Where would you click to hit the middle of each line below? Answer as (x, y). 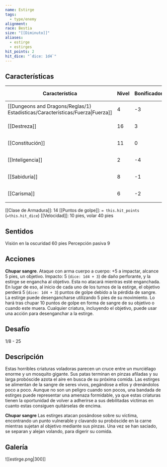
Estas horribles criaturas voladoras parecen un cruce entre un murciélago (81, 369)
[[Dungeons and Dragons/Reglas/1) (49, 106)
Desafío (17, 329)
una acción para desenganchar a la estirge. (49, 313)
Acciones (20, 259)
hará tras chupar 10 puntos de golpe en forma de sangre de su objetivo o (80, 303)
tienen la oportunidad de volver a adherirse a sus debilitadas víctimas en (80, 401)
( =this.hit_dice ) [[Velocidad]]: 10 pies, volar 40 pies (59, 216)
